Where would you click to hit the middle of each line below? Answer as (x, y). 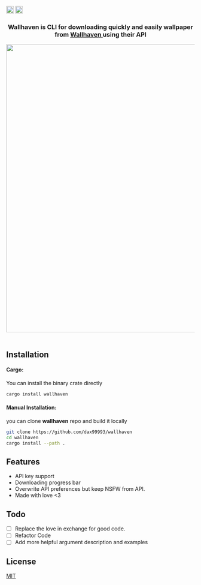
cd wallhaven (22, 437)
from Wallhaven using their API (100, 34)
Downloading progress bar (48, 482)
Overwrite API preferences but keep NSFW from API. (80, 489)
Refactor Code (33, 535)
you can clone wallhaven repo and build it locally (67, 421)
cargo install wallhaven (37, 394)
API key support (35, 476)
